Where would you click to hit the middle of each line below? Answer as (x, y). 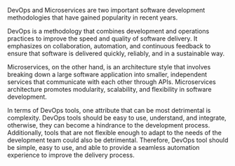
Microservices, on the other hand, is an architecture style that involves (109, 67)
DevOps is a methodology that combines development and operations (108, 31)
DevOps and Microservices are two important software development (106, 10)
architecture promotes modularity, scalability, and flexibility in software (109, 89)
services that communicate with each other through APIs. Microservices (112, 82)
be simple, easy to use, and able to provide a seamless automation (103, 147)
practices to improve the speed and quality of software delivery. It (102, 39)
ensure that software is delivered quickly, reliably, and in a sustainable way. (116, 53)
